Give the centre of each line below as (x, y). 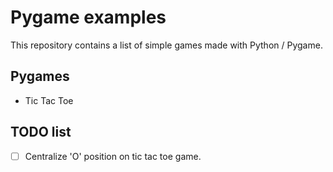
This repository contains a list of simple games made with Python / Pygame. (166, 45)
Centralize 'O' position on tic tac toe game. (113, 156)
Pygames (40, 76)
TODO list (41, 132)
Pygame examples (88, 17)
